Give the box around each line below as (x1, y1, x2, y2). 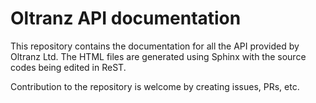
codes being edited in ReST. (10, 61, 127, 73)
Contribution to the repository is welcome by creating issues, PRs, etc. (10, 80, 300, 92)
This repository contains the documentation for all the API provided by (10, 40, 300, 52)
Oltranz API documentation (10, 7, 242, 30)
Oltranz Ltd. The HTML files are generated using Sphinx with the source (10, 50, 307, 62)
